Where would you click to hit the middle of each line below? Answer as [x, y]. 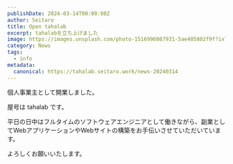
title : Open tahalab [37, 26]
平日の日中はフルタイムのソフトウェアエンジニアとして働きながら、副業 [110, 121]
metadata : [21, 65]
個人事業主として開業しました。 [53, 92]
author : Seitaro [31, 20]
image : [17, 39]
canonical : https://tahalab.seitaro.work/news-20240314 [96, 71]
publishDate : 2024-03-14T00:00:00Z [59, 13]
